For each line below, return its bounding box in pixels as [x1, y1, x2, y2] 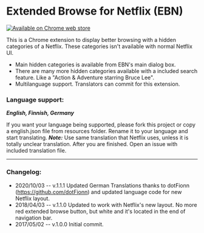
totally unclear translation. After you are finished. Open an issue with [6, 141, 178, 148]
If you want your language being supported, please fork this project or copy [6, 121, 196, 128]
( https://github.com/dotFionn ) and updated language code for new [15, 188, 182, 195]
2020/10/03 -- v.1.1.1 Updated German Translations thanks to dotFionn [15, 181, 190, 189]
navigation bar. [15, 214, 53, 221]
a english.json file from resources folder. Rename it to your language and [6, 128, 188, 135]
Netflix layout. [15, 195, 50, 202]
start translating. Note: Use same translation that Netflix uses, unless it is [6, 134, 189, 141]
